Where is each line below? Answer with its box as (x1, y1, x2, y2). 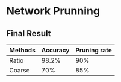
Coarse (9, 66, 30, 74)
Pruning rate (75, 46, 113, 54)
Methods (9, 46, 36, 54)
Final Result (6, 28, 51, 39)
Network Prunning (6, 4, 101, 18)
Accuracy (41, 46, 70, 54)
